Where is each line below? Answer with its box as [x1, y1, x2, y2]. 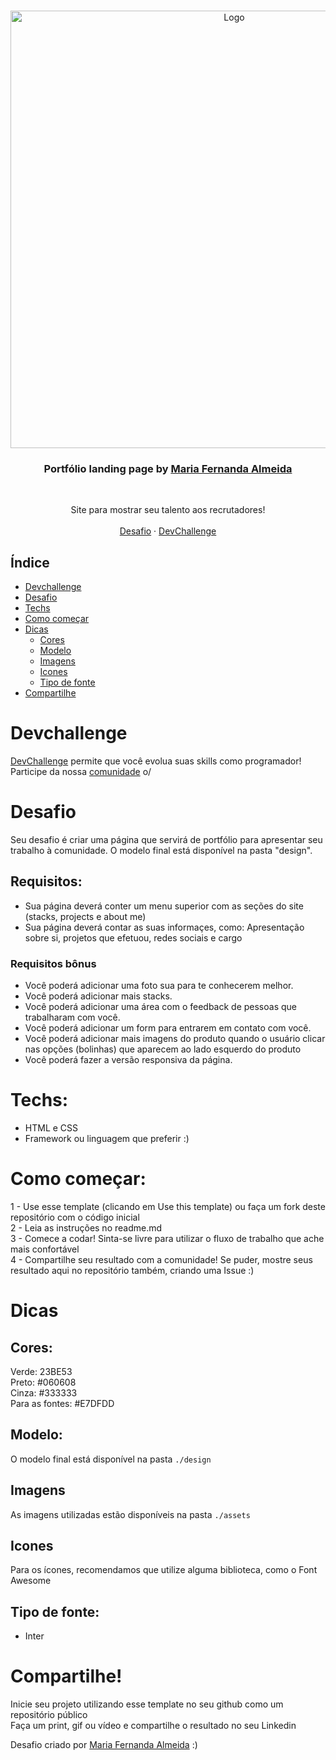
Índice [10, 554, 50, 571]
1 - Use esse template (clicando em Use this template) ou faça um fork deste [10, 1200, 326, 1212]
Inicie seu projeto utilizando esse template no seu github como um [10, 1698, 284, 1710]
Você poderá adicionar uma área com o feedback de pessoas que [24, 1001, 297, 1013]
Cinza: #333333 [10, 1386, 78, 1399]
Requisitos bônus [10, 956, 97, 970]
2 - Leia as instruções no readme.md [10, 1221, 163, 1234]
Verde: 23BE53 [10, 1365, 73, 1377]
